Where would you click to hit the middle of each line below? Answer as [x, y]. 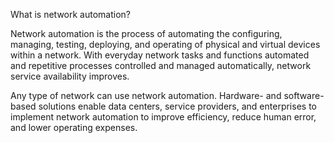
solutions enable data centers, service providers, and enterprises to [177, 106]
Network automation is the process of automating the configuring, [146, 33]
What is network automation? [70, 14]
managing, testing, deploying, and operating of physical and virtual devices [165, 44]
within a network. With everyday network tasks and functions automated [160, 55]
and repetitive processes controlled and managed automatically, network [161, 65]
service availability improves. [70, 76]
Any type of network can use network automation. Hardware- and [146, 95]
